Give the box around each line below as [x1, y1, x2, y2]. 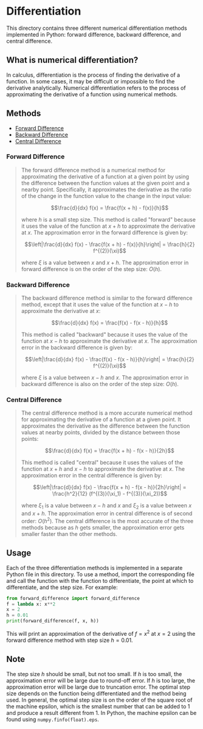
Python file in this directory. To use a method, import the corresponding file [6, 571, 194, 578]
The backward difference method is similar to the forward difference [21, 294, 193, 302]
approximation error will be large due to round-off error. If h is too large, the [6, 677, 196, 684]
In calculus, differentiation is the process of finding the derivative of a [6, 71, 181, 79]
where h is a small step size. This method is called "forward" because [21, 216, 196, 223]
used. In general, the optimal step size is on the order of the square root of [6, 696, 193, 703]
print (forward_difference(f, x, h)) [6, 618, 99, 624]
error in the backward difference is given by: [21, 344, 132, 351]
